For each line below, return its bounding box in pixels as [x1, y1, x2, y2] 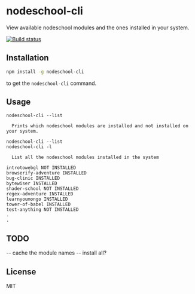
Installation [6, 53, 49, 63]
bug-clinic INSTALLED [6, 175, 60, 182]
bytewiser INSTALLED [6, 180, 58, 186]
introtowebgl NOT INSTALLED [6, 165, 77, 171]
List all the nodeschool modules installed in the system [11, 154, 160, 161]
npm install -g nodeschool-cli [6, 69, 84, 75]
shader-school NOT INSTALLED [6, 186, 79, 192]
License [6, 267, 36, 277]
